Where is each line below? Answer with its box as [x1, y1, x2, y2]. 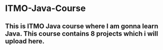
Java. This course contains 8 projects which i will [5, 29, 158, 37]
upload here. [5, 37, 45, 45]
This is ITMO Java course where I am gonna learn [5, 22, 159, 30]
